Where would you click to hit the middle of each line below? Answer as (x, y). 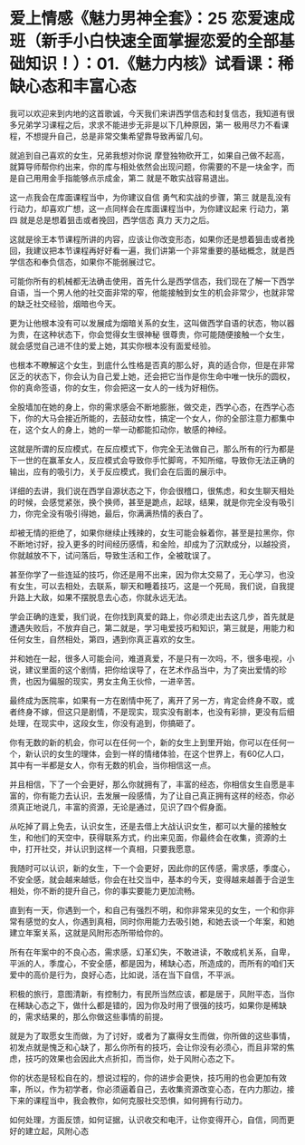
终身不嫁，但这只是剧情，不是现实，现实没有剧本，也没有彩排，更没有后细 (156, 712)
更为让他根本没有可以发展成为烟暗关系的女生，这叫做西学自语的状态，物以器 (152, 323)
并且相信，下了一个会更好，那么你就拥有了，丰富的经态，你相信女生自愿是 (148, 784)
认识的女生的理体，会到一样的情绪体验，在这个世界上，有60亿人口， (161, 753)
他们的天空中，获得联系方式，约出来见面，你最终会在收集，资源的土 (160, 837)
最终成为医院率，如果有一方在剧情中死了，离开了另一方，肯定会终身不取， (148, 700)
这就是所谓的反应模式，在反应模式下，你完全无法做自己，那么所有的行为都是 (152, 449)
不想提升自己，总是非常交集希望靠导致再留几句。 (116, 136)
